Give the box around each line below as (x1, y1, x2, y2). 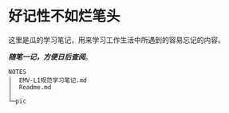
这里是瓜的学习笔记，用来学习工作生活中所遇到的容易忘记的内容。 (8, 35, 225, 45)
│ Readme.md (8, 83, 52, 92)
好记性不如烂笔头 (8, 7, 121, 25)
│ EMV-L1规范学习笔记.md (8, 76, 88, 84)
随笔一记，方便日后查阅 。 (8, 52, 93, 61)
